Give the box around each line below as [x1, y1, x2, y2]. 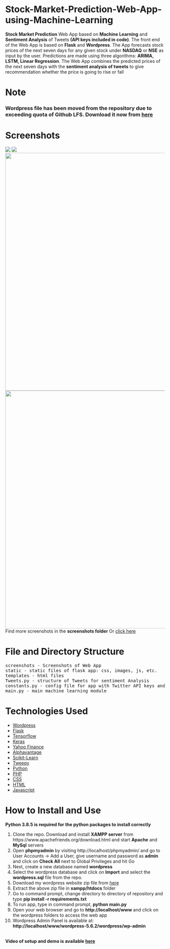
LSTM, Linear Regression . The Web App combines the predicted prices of [5, 58, 161, 64]
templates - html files [5, 673, 64, 678]
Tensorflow [12, 733, 36, 739]
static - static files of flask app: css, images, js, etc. [5, 667, 158, 673]
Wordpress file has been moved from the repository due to [5, 105, 152, 112]
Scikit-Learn [12, 754, 38, 760]
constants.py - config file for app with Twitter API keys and [5, 683, 165, 688]
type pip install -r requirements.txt [12, 896, 87, 902]
